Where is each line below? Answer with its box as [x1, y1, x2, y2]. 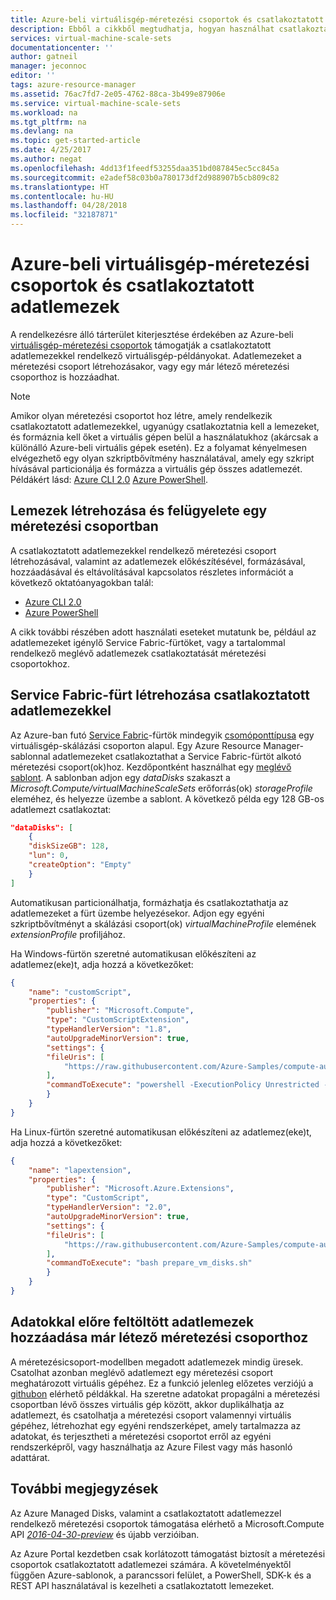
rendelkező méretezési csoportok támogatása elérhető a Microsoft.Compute [10, 1517, 325, 1530]
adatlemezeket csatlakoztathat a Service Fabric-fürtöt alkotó [52, 750, 302, 762]
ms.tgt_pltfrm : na [10, 117, 87, 127]
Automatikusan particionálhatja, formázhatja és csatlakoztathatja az [10, 896, 289, 908]
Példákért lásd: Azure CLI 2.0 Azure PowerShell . [10, 473, 208, 485]
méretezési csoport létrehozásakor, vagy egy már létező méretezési [10, 360, 290, 372]
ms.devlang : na [10, 126, 74, 136]
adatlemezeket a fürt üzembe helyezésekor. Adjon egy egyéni [10, 907, 265, 919]
